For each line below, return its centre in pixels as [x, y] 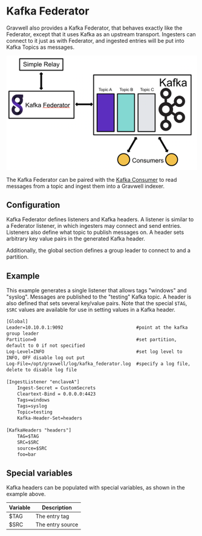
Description [57, 507]
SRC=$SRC [28, 442]
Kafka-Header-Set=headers [50, 418]
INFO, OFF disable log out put [46, 358]
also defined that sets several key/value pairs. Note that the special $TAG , [97, 303]
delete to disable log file [42, 370]
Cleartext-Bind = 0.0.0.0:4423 [57, 394]
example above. [26, 494]
